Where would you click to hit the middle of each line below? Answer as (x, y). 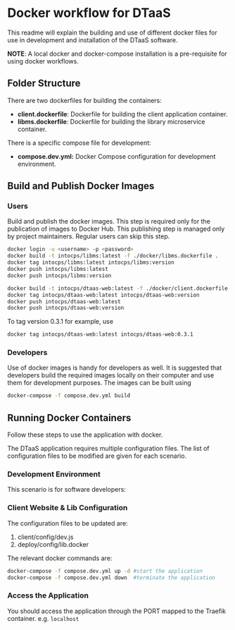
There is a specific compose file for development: (79, 143)
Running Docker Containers (69, 418)
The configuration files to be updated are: (68, 523)
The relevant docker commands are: (60, 558)
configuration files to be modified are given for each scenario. (97, 456)
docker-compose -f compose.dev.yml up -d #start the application (105, 571)
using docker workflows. (43, 61)
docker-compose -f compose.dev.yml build (69, 396)
